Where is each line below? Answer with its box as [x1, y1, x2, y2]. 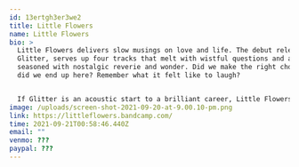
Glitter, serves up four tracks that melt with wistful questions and [17, 54, 285, 63]
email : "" [9, 128, 46, 137]
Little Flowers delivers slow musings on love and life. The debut [17, 46, 273, 55]
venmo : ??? [9, 136, 50, 145]
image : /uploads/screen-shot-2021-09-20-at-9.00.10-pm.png [9, 103, 233, 112]
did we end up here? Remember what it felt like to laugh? [17, 71, 241, 80]
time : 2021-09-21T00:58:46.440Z [9, 119, 129, 129]
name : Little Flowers [9, 29, 90, 38]
